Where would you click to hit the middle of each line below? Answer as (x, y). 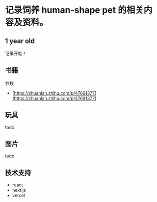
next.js (19, 190)
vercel (19, 196)
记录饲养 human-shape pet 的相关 (74, 10)
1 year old (20, 41)
